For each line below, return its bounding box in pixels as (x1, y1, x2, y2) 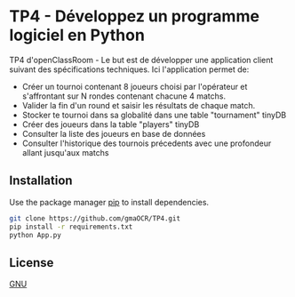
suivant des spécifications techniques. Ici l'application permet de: (9, 64, 250, 75)
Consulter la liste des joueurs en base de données (21, 128, 206, 139)
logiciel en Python (9, 25, 145, 45)
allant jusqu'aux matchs (21, 147, 109, 157)
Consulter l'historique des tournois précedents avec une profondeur (21, 138, 272, 148)
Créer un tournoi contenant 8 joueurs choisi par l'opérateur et (21, 81, 248, 92)
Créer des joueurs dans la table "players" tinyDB (21, 118, 200, 130)
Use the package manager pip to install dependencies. (9, 197, 210, 207)
